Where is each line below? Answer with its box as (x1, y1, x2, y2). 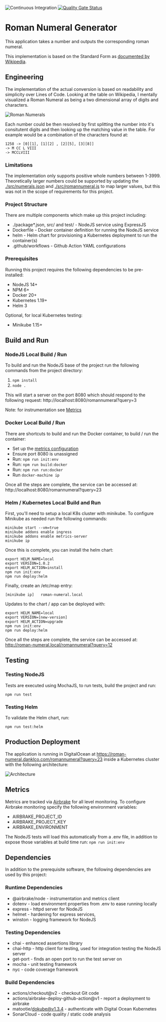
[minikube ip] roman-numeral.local (5, 592, 83, 597)
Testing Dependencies (5, 929, 61, 936)
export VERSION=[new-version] (5, 615, 68, 620)
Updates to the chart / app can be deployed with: (5, 601, 106, 607)
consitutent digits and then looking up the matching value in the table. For (5, 127, 156, 132)
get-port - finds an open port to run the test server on (12, 956, 122, 962)
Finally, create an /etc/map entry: (5, 582, 73, 588)
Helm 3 (12, 303, 27, 309)
